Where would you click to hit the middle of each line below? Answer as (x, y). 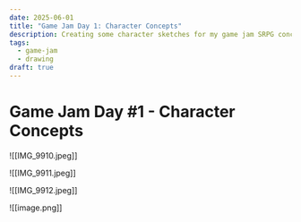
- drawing (35, 59)
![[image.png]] (36, 208)
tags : (19, 43)
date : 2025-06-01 (42, 17)
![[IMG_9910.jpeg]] (43, 155)
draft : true (31, 68)
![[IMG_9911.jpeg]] (43, 173)
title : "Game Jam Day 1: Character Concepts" (95, 26)
